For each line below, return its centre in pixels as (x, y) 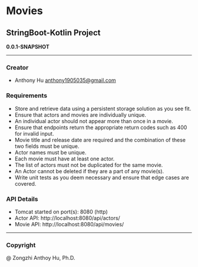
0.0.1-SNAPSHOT (28, 47)
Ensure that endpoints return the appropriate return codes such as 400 (101, 127)
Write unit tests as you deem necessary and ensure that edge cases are (102, 177)
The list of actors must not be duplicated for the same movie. (89, 165)
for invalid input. (34, 133)
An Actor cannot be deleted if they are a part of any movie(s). (89, 171)
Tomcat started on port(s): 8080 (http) (61, 212)
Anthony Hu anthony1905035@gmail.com (65, 80)
